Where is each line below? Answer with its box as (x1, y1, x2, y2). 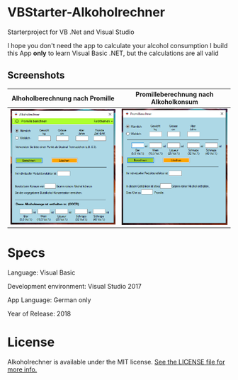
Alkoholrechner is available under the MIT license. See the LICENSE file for (7, 358, 225, 367)
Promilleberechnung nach (135, 90, 214, 99)
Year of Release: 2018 (7, 309, 72, 318)
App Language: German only (7, 296, 91, 304)
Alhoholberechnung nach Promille (11, 93, 115, 103)
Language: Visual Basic (7, 268, 76, 277)
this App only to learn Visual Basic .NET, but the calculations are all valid (7, 49, 219, 57)
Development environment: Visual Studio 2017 (7, 282, 142, 291)
